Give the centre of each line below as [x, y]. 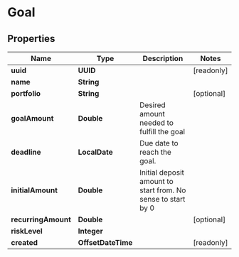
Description [163, 59]
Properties [31, 39]
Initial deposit [162, 173]
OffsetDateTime [105, 242]
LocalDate [95, 152]
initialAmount [34, 190]
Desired [153, 105]
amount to [156, 181]
